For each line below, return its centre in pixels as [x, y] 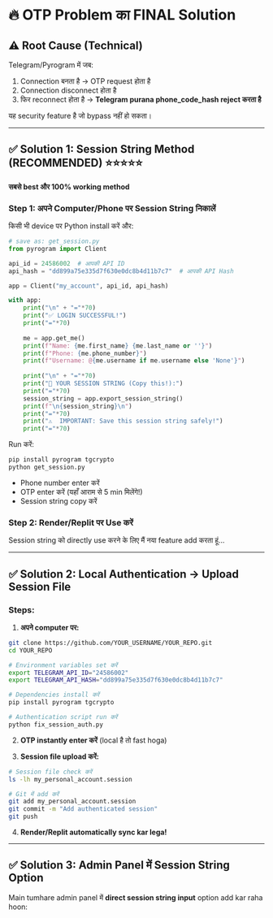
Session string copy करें [58, 500]
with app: [25, 301]
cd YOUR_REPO [30, 650]
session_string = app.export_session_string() [103, 398]
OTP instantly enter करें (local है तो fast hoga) [93, 740]
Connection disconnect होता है [68, 90]
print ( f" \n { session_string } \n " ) [78, 406]
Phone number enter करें [60, 483]
